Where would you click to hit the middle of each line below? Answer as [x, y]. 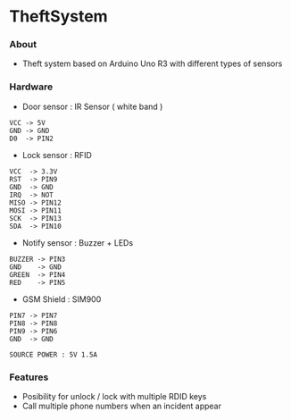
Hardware [31, 87]
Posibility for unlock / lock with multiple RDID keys [114, 397]
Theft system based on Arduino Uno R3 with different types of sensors [152, 63]
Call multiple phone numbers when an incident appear [121, 406]
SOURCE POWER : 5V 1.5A [54, 355]
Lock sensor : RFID [57, 155]
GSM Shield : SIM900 [62, 299]
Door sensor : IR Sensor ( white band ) [92, 106]
